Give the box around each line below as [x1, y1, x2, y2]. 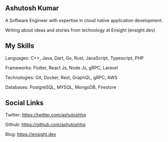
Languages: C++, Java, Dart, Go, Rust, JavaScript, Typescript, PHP [5, 55, 144, 61]
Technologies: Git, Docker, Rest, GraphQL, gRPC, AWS [5, 74, 118, 80]
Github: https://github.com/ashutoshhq [5, 121, 86, 127]
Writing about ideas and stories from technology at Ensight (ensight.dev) [5, 27, 155, 33]
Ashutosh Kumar [5, 4, 59, 13]
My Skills [5, 42, 35, 50]
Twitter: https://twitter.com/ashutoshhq [5, 112, 86, 118]
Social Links [5, 99, 44, 107]
